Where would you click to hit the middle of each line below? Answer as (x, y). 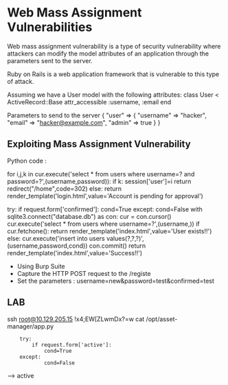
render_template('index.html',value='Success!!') (75, 253)
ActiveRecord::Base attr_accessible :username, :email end (89, 102)
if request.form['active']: (72, 345)
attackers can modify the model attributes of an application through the (108, 54)
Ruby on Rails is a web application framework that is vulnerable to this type (113, 74)
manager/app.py (31, 326)
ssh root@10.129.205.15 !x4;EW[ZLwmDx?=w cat (76, 319)
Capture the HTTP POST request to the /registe (84, 273)
